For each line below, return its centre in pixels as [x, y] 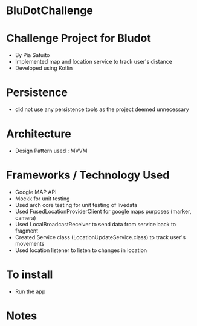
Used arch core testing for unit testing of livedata [76, 205]
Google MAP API [36, 192]
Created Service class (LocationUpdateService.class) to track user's [100, 237]
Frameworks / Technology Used [88, 175]
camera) [25, 218]
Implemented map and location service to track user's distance [93, 62]
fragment [26, 231]
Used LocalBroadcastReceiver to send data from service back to [95, 224]
